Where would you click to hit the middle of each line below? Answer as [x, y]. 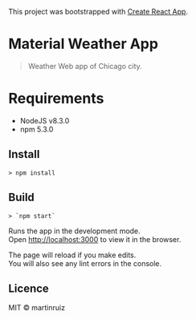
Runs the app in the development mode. [74, 231]
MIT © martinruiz [37, 308]
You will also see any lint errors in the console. [85, 263]
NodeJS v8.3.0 [45, 120]
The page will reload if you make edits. [72, 255]
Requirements [56, 99]
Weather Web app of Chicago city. [85, 66]
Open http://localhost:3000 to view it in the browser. [95, 239]
